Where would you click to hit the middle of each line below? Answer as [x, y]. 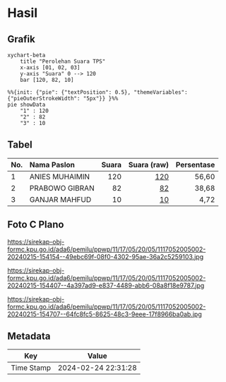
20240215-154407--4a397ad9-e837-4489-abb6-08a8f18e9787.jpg [106, 285]
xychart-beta [26, 55]
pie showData [26, 105]
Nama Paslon [52, 165]
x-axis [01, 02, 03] [50, 68]
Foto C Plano [36, 225]
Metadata [29, 336]
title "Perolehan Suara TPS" [63, 61]
